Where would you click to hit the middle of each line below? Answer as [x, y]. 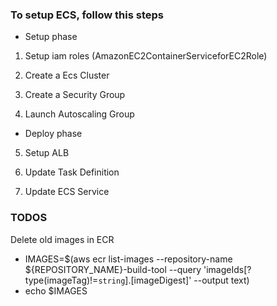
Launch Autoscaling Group [79, 114]
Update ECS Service [67, 192]
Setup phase [51, 37]
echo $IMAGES [56, 290]
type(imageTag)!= [61, 280]
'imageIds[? [227, 269]
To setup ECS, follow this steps [87, 15]
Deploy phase [53, 134]
